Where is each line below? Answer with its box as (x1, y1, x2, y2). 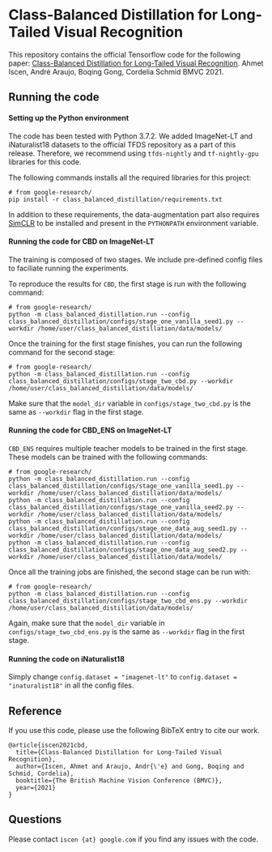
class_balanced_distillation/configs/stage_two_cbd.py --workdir (8, 377, 233, 386)
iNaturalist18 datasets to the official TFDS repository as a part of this (8, 139, 236, 149)
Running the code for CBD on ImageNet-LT (8, 236, 155, 246)
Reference (8, 704, 62, 718)
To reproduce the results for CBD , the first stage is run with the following (8, 279, 247, 288)
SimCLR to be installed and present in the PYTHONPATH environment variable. (8, 218, 259, 228)
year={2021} (15, 783, 57, 791)
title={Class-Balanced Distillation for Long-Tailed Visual (15, 748, 223, 756)
